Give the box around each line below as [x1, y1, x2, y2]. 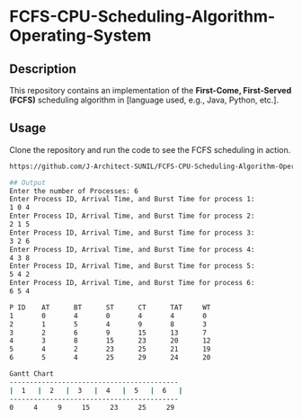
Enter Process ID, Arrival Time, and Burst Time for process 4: [9, 245, 255, 254]
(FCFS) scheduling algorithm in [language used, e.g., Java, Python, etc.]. [9, 94, 280, 105]
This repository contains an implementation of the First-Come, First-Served [9, 85, 292, 95]
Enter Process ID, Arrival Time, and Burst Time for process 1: [9, 195, 255, 204]
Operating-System [9, 25, 152, 46]
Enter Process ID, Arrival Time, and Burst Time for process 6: [9, 279, 255, 288]
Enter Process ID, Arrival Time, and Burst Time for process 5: [9, 262, 255, 271]
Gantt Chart [9, 370, 54, 379]
